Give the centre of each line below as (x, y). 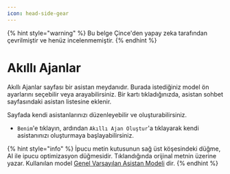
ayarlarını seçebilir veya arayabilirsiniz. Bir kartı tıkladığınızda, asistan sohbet (115, 94)
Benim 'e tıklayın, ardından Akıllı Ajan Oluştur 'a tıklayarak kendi (108, 128)
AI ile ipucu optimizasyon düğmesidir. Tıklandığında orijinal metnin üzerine (112, 156)
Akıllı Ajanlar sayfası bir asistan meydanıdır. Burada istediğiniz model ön (108, 87)
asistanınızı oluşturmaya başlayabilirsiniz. (75, 135)
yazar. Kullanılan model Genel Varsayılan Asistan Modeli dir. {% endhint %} (113, 163)
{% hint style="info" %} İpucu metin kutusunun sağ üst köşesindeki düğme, (114, 149)
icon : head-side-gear (38, 13)
